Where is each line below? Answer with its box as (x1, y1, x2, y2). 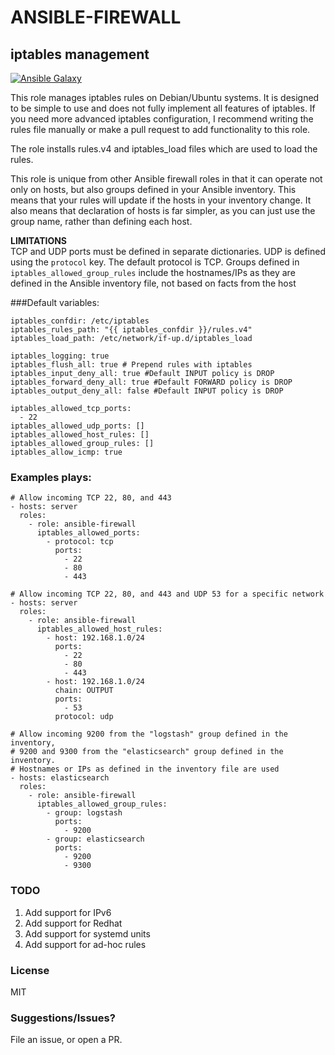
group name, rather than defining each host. (10, 216, 193, 227)
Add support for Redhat (24, 917, 123, 929)
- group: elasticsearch (46, 834, 145, 845)
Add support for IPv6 (24, 906, 112, 918)
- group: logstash (46, 808, 123, 818)
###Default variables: (10, 297, 100, 308)
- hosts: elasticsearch (10, 773, 110, 783)
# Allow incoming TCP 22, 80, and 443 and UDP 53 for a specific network (10, 589, 325, 600)
